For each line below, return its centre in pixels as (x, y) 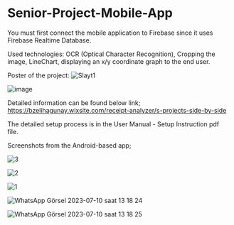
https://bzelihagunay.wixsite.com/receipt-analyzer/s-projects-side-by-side (117, 110)
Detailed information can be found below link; (74, 103)
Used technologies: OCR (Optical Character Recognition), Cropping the (111, 54)
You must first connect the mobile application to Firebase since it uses (110, 33)
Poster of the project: (38, 75)
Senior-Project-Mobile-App (90, 13)
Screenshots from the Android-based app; (69, 145)
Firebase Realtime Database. (49, 40)
